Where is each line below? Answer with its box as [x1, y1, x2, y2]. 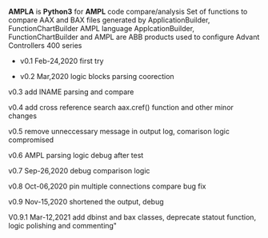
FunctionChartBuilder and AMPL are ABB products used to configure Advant [8, 32, 260, 42]
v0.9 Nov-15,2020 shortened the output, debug [8, 197, 164, 206]
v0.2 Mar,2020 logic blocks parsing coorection [19, 72, 174, 81]
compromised [8, 135, 54, 145]
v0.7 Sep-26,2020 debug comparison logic [8, 166, 150, 175]
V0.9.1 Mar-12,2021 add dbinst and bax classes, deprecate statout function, [8, 212, 257, 222]
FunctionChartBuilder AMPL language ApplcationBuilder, [8, 24, 194, 33]
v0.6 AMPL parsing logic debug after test [8, 151, 144, 160]
